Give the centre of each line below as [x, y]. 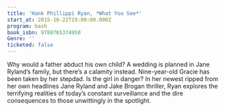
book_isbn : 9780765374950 [44, 32]
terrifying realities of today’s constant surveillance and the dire [95, 93]
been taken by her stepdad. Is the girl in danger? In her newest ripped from [113, 79]
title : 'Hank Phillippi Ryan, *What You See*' [75, 13]
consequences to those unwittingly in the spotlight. [79, 100]
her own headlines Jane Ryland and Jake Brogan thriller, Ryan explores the [112, 86]
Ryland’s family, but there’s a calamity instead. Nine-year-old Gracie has [108, 72]
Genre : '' [21, 39]
